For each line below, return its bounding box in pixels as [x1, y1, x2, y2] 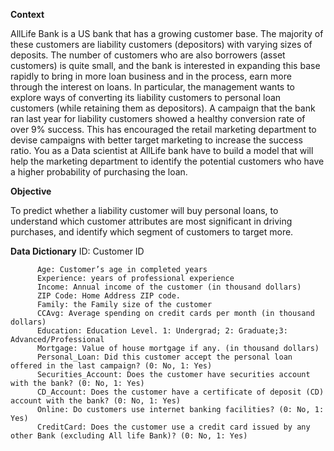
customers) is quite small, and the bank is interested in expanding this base [10, 60, 321, 71]
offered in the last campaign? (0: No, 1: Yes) [10, 361, 213, 371]
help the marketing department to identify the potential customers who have [10, 155, 325, 167]
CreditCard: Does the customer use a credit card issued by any [36, 422, 311, 432]
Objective [10, 185, 52, 197]
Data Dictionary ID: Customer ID [10, 245, 145, 257]
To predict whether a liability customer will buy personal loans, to [10, 205, 279, 216]
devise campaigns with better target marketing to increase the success [10, 134, 303, 146]
